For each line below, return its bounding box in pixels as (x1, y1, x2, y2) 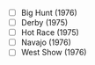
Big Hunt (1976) (20, 8, 78, 18)
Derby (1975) (20, 18, 69, 28)
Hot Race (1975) (20, 27, 80, 38)
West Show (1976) (20, 47, 87, 58)
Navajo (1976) (20, 37, 72, 47)
